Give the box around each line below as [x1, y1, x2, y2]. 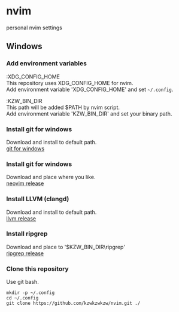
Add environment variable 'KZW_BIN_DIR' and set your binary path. [6, 110, 172, 117]
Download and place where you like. [6, 174, 96, 181]
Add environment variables [6, 59, 87, 68]
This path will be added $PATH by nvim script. [6, 104, 120, 111]
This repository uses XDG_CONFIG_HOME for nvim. [6, 79, 134, 86]
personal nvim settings [6, 24, 63, 31]
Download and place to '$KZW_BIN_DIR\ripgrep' [6, 243, 126, 250]
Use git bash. [6, 278, 39, 286]
